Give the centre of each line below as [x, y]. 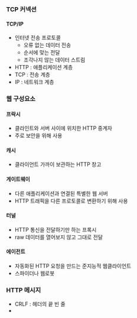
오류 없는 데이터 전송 [47, 45]
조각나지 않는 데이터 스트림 [54, 60]
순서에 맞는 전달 [42, 53]
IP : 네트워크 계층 [34, 82]
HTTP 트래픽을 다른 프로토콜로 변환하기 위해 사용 [71, 201]
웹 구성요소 [21, 99]
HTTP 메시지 [24, 290]
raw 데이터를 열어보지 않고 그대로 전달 [59, 237]
